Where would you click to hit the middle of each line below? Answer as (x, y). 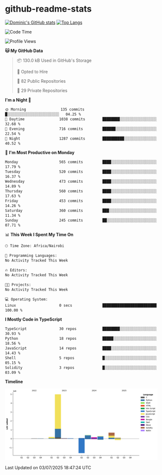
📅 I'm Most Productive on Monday (40, 152)
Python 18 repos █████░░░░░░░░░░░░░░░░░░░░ (81, 338)
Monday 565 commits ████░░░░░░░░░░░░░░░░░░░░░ (81, 162)
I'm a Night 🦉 (18, 100)
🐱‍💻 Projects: (18, 285)
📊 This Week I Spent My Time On (39, 234)
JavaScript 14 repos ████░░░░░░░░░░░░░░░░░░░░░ (81, 348)
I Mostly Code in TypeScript (33, 319)
